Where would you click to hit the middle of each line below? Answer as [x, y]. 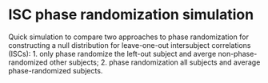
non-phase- [238, 53]
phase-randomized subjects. [56, 70]
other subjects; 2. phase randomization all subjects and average [155, 62]
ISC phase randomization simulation [131, 15]
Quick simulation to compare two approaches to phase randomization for [129, 37]
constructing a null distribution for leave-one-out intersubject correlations [130, 45]
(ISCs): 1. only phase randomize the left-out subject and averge [112, 53]
